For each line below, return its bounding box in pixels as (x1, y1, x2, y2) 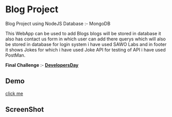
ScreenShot (5, 105, 44, 114)
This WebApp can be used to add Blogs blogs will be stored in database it (5, 30, 161, 36)
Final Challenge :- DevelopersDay (5, 62, 79, 68)
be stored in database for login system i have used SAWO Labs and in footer (5, 41, 167, 47)
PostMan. (5, 52, 26, 58)
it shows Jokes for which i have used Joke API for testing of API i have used (5, 46, 166, 53)
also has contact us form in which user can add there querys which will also (5, 36, 166, 42)
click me (5, 90, 23, 97)
